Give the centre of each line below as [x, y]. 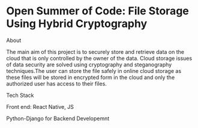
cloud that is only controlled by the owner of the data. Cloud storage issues [99, 58]
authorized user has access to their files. [56, 83]
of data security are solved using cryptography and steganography [89, 65]
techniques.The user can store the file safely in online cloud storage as [94, 71]
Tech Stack [20, 95]
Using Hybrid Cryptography [77, 24]
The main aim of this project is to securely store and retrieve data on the [95, 51]
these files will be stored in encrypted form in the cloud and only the [91, 77]
